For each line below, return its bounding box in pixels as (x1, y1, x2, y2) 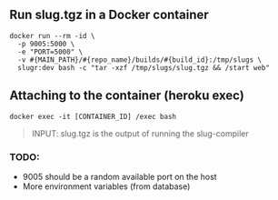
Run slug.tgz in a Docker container (9, 7, 209, 23)
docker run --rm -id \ (9, 31, 95, 40)
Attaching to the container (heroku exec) (9, 88, 245, 104)
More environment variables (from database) (22, 181, 191, 192)
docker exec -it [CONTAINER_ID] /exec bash (9, 112, 177, 121)
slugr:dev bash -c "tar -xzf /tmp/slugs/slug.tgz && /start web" (17, 63, 271, 72)
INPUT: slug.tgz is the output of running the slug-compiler (31, 127, 249, 139)
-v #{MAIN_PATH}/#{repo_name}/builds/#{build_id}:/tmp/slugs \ (17, 55, 262, 65)
